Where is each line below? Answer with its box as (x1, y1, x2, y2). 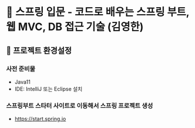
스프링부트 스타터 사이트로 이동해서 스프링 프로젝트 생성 (6, 101, 153, 110)
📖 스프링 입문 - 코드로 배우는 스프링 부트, (6, 5, 190, 19)
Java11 (14, 78, 31, 86)
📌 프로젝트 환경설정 (6, 45, 72, 55)
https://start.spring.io (14, 116, 66, 123)
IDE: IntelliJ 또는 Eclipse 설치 (14, 85, 83, 92)
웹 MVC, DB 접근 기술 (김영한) (6, 20, 144, 34)
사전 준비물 (6, 64, 36, 73)
